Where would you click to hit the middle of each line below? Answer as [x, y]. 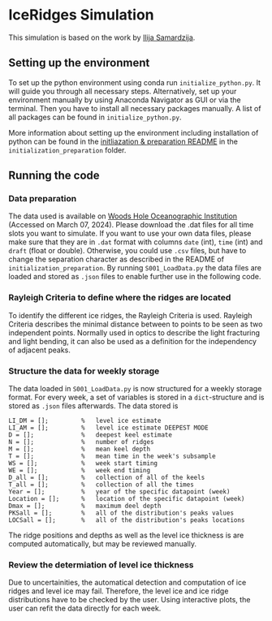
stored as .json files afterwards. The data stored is [93, 406]
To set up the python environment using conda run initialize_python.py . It [135, 82]
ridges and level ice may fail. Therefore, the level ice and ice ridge [119, 591]
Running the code [54, 176]
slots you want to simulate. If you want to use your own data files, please [130, 234]
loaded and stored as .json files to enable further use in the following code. [135, 277]
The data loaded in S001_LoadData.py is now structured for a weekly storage [135, 389]
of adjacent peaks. [39, 350]
